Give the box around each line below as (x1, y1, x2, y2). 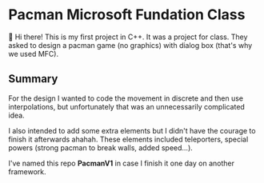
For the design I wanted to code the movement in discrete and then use (8, 93, 244, 103)
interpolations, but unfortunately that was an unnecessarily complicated (8, 101, 246, 111)
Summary (8, 72, 58, 86)
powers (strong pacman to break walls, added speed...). (8, 142, 194, 153)
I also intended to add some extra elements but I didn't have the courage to (8, 125, 256, 135)
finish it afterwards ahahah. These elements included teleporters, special (8, 134, 249, 144)
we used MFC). (8, 49, 58, 58)
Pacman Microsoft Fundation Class (8, 6, 246, 24)
